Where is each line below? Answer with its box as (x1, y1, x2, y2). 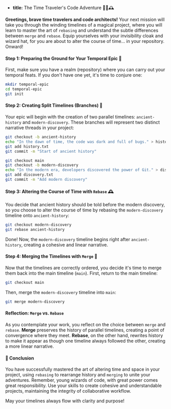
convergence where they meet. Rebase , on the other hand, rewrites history (5, 332, 163, 339)
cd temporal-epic (5, 87, 42, 92)
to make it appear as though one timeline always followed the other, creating (5, 338, 165, 344)
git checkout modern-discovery (5, 222, 72, 228)
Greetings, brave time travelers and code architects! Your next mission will (5, 16, 165, 22)
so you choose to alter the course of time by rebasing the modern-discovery (5, 207, 163, 213)
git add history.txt (5, 144, 49, 149)
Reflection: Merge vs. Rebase (5, 310, 64, 316)
